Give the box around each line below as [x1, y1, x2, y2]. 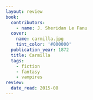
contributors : [11, 19, 45, 25]
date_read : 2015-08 [11, 85, 59, 91]
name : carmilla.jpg [16, 36, 64, 42]
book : [5, 14, 19, 20]
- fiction [16, 63, 41, 69]
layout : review [5, 8, 43, 15]
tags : [11, 58, 25, 64]
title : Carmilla [11, 52, 51, 58]
